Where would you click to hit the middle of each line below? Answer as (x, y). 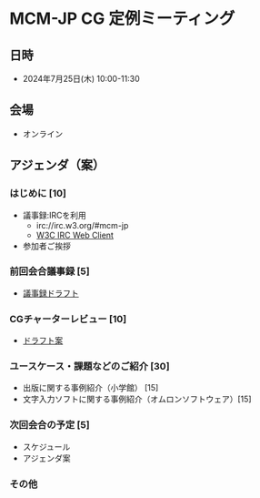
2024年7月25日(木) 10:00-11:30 (81, 79)
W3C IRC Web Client (75, 235)
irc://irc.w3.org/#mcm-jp (82, 225)
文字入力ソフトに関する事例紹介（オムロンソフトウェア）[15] (137, 399)
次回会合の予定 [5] (50, 425)
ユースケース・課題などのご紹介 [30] (90, 367)
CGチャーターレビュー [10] (68, 319)
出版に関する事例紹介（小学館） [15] (90, 388)
